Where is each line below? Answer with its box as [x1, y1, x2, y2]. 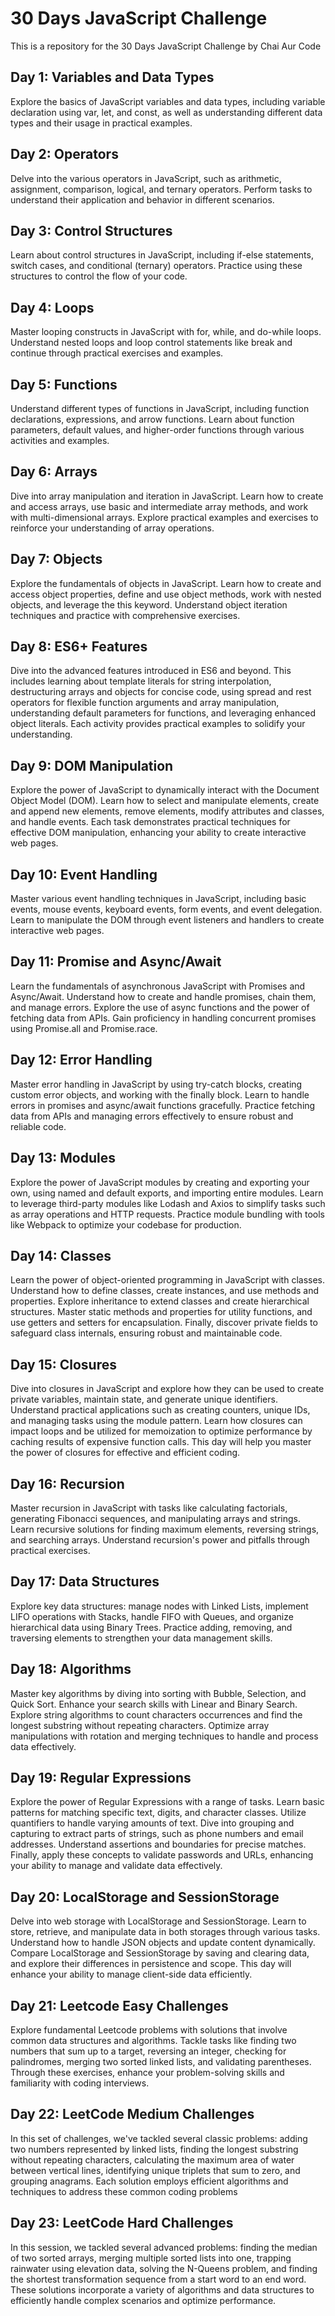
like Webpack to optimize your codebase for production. [10, 1218, 242, 1231]
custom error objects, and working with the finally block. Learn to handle [10, 1088, 310, 1101]
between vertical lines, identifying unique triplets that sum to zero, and [10, 2164, 301, 2176]
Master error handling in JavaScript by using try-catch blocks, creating [10, 1078, 303, 1090]
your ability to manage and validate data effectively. [10, 1860, 223, 1872]
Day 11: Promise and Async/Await [10, 953, 222, 971]
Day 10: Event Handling [10, 866, 158, 883]
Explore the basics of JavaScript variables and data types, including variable [10, 95, 326, 107]
